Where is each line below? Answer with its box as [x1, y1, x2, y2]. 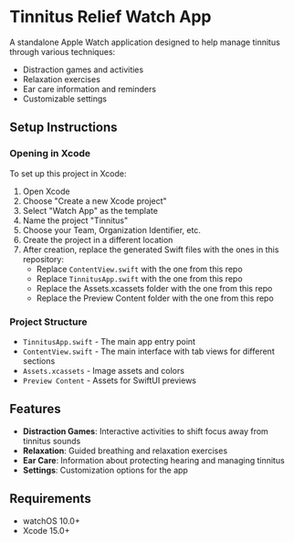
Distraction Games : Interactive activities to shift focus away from [22, 425, 269, 436]
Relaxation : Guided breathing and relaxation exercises [22, 445, 228, 456]
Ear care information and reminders [22, 83, 157, 94]
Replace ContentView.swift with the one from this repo [36, 263, 244, 274]
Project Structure [9, 315, 88, 328]
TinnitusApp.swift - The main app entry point [22, 335, 196, 346]
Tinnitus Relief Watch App [9, 6, 212, 27]
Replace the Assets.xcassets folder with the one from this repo [36, 282, 273, 293]
